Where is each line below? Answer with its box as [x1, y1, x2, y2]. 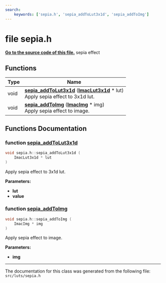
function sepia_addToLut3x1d [5, 139, 78, 146]
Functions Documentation [5, 124, 87, 133]
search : [5, 7, 21, 12]
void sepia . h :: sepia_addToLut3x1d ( [5, 150, 81, 155]
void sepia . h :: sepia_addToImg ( [5, 217, 72, 222]
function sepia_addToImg [5, 205, 68, 212]
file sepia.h [5, 33, 52, 45]
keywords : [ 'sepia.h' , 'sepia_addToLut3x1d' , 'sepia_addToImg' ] [14, 12, 149, 17]
